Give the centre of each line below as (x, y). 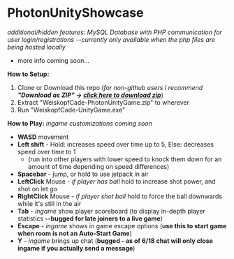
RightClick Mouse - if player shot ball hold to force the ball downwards (119, 196)
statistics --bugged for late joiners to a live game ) (90, 219)
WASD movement (43, 137)
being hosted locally (37, 47)
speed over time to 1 (46, 151)
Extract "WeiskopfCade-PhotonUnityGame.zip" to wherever (103, 102)
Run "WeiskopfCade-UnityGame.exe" (71, 110)
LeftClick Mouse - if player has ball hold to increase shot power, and (116, 181)
